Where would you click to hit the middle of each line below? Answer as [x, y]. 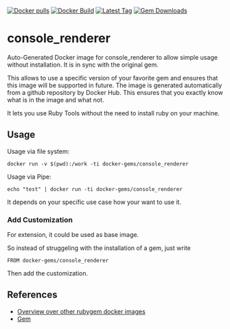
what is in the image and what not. [56, 100]
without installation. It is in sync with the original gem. [83, 65]
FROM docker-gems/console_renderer [58, 261]
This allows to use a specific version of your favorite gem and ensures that [113, 78]
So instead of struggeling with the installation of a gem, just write [99, 248]
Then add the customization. [48, 273]
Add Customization [40, 220]
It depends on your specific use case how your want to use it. [94, 202]
